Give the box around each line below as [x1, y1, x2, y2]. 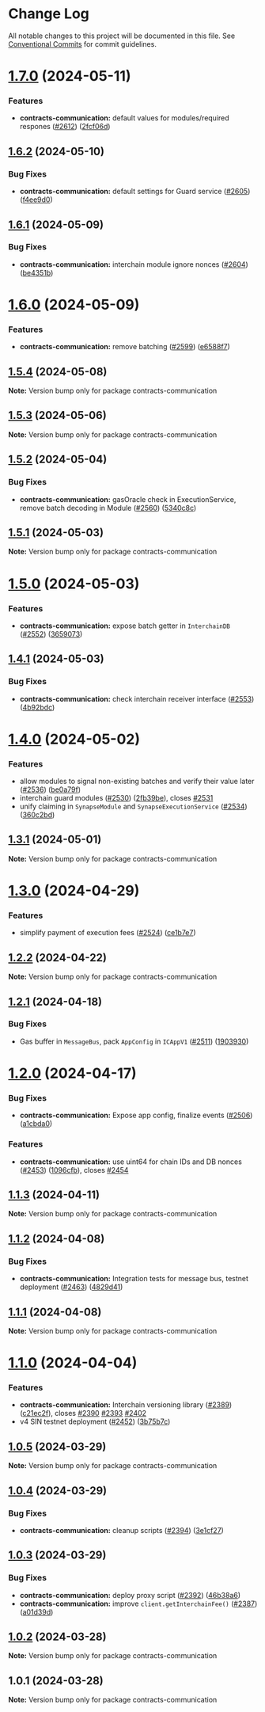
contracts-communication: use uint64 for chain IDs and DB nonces [19, 1157, 243, 1166]
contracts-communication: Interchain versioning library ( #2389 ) [19, 1400, 233, 1410]
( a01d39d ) [19, 1607, 54, 1616]
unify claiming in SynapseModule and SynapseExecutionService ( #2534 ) [19, 801, 248, 812]
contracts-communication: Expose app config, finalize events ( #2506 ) [19, 1110, 253, 1120]
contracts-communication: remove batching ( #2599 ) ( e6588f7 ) [19, 342, 231, 352]
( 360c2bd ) [19, 810, 55, 820]
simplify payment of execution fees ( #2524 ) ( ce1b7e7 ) [19, 928, 196, 938]
